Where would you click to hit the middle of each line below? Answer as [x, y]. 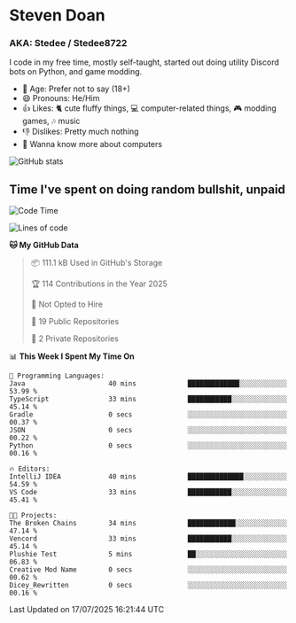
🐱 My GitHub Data [44, 245]
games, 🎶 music [51, 121]
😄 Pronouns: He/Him [61, 98]
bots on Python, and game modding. [76, 72]
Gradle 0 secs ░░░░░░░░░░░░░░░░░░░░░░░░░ [148, 415]
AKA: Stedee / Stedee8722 [68, 43]
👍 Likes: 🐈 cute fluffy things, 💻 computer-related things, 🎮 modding [149, 108]
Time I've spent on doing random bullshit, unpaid [148, 189]
